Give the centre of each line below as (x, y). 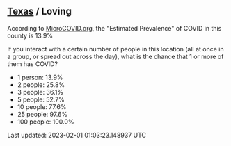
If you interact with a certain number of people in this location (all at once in (115, 49)
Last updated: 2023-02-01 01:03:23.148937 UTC (77, 135)
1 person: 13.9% (40, 77)
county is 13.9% (30, 35)
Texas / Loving (39, 11)
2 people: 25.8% (41, 84)
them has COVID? (32, 64)
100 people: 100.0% (46, 122)
